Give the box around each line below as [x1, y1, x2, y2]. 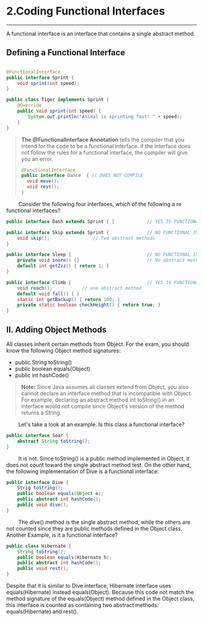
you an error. [21, 155, 53, 162]
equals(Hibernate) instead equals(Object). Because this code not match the [6, 589, 195, 596]
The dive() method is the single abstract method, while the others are [18, 518, 191, 525]
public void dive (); [17, 502, 69, 508]
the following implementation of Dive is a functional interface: [6, 468, 159, 475]
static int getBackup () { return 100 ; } [17, 296, 120, 302]
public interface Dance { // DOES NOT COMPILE [21, 173, 144, 179]
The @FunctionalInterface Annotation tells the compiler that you [21, 136, 185, 143]
